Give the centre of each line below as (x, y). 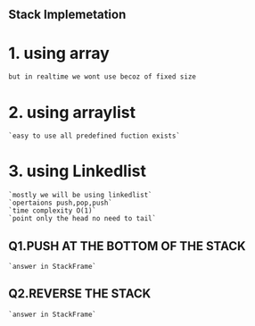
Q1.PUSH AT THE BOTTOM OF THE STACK (127, 246)
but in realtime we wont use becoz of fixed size (103, 77)
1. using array (59, 53)
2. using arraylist (72, 112)
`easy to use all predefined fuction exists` (94, 136)
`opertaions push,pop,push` (61, 203)
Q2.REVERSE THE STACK (80, 294)
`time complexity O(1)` (53, 211)
